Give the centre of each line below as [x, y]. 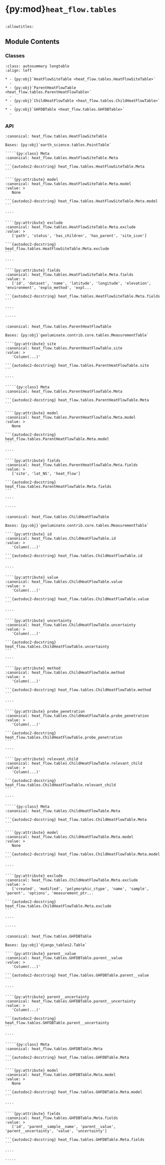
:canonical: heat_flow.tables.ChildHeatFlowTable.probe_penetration [77, 716]
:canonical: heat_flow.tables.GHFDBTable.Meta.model [61, 1075]
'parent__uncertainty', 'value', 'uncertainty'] [56, 1131]
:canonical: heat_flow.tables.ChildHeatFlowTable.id [61, 538]
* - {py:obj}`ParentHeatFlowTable [41, 87]
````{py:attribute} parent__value [41, 953]
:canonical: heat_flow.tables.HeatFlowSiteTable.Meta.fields [69, 275]
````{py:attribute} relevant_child [42, 759]
